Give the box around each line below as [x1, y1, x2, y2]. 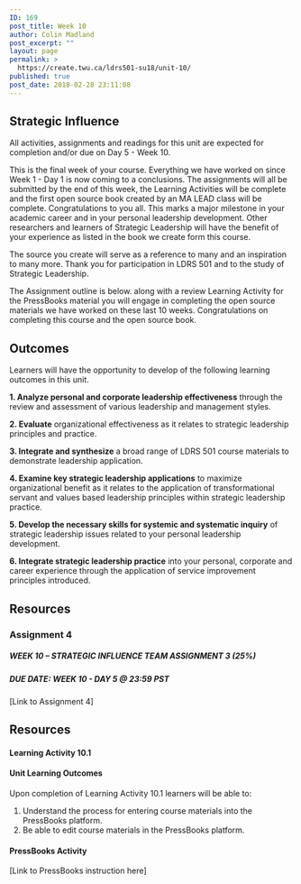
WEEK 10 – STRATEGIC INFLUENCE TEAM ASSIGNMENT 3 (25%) [9, 650, 257, 661]
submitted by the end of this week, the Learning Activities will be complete [9, 184, 287, 195]
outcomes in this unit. [9, 374, 89, 385]
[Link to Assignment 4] [9, 695, 95, 706]
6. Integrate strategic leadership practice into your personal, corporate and [9, 556, 293, 566]
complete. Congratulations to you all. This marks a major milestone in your [9, 203, 286, 214]
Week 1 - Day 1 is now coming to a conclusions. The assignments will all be [9, 174, 287, 185]
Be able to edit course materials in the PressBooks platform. [22, 824, 245, 835]
